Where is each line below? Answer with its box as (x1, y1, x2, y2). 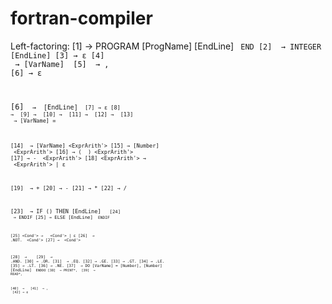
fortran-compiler (10, 7, 153, 30)
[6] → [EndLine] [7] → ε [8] (10, 102, 121, 112)
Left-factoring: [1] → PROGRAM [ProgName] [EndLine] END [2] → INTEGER (10, 40, 322, 52)
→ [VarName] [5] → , (14, 59, 110, 69)
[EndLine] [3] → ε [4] (10, 50, 105, 61)
